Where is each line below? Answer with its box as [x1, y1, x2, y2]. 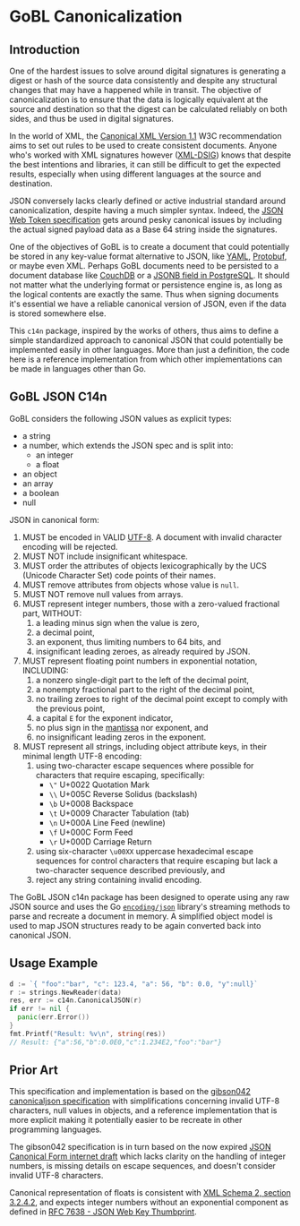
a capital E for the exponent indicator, [35, 712, 174, 723]
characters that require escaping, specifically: [35, 769, 206, 780]
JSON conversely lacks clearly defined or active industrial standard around [9, 195, 287, 206]
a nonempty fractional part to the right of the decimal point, [35, 683, 255, 695]
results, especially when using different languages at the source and [9, 168, 261, 179]
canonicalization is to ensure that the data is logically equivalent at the [9, 94, 269, 105]
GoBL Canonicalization [9, 6, 183, 27]
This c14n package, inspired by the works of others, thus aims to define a [9, 325, 279, 336]
